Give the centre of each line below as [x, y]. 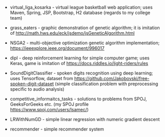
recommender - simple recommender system [57, 129]
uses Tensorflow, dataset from [42, 78]
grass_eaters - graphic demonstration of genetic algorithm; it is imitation [85, 28]
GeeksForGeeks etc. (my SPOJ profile [49, 104]
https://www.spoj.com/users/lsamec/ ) [49, 110]
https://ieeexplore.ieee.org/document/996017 [57, 48]
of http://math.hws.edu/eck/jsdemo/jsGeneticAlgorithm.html [72, 33]
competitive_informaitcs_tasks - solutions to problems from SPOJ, [78, 99]
